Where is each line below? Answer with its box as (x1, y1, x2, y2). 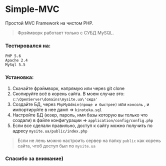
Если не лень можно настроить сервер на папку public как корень (17, 137, 161, 143)
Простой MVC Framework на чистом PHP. (5, 20, 93, 26)
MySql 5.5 (5, 62, 26, 67)
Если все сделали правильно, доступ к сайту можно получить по (12, 122, 153, 128)
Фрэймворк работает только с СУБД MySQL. (17, 29, 114, 35)
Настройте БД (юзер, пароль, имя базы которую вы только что (12, 111, 148, 118)
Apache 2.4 (5, 58, 28, 63)
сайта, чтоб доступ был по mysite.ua (17, 142, 96, 148)
